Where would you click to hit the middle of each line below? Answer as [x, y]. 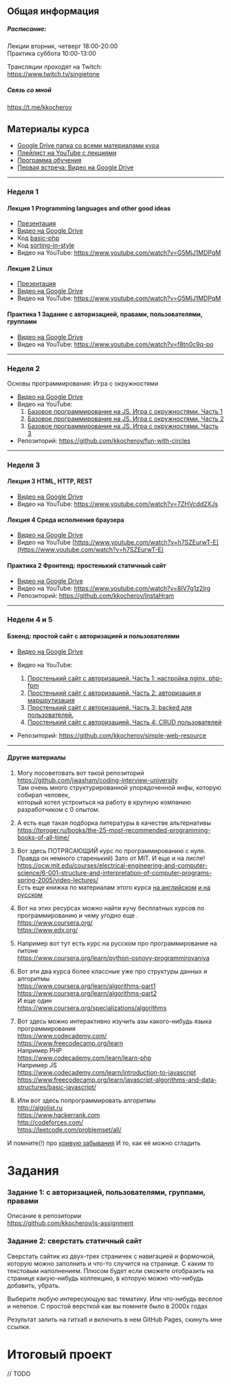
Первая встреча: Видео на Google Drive [75, 167]
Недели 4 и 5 [30, 620]
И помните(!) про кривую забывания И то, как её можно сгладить [104, 1143]
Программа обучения [49, 160]
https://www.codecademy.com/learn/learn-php [84, 1058]
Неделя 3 [23, 465]
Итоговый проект [59, 1354]
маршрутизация [51, 700]
